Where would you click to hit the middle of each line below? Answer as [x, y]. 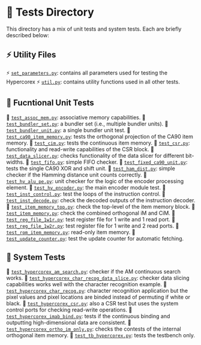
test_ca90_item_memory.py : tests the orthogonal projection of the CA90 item [100, 136]
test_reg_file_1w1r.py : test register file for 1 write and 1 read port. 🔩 [91, 219]
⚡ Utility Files [31, 55]
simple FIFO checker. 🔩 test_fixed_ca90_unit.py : [127, 162]
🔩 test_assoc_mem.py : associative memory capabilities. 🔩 [76, 117]
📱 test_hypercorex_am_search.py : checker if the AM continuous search [94, 272]
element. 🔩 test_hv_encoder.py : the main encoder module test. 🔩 [86, 187]
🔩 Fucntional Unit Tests [50, 103]
